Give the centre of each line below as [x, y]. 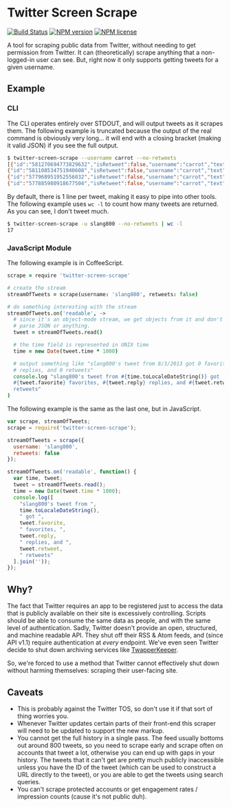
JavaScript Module [40, 248]
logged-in [21, 59]
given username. [31, 67]
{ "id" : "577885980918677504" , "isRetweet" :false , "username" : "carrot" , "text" [117, 184]
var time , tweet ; [38, 479]
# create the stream [37, 288]
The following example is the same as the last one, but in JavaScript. [104, 409]
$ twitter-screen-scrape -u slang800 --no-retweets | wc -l [95, 224]
